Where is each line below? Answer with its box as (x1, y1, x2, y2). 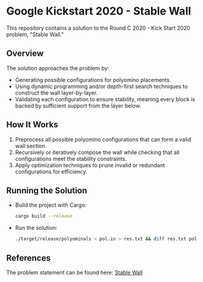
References (6, 253, 51, 263)
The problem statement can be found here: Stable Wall (6, 269, 143, 276)
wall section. (15, 142, 47, 149)
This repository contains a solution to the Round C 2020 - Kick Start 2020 (6, 24, 191, 32)
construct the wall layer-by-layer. (15, 89, 98, 96)
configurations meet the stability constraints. (15, 155, 127, 162)
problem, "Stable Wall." (6, 30, 64, 38)
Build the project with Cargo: (15, 201, 87, 209)
